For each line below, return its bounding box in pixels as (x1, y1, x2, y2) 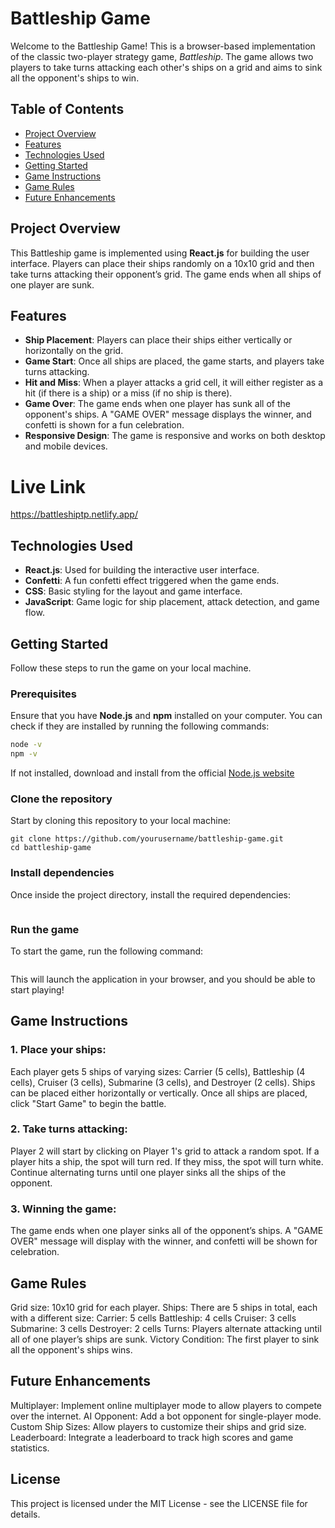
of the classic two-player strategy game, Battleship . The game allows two (10, 50, 314, 62)
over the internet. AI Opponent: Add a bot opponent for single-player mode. (10, 1410, 322, 1422)
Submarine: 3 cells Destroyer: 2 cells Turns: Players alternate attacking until (10, 1322, 322, 1334)
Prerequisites (10, 687, 77, 701)
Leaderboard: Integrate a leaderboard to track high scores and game (10, 1431, 294, 1443)
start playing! (10, 983, 65, 996)
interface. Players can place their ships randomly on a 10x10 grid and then (10, 257, 315, 269)
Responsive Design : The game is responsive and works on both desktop (24, 430, 326, 442)
